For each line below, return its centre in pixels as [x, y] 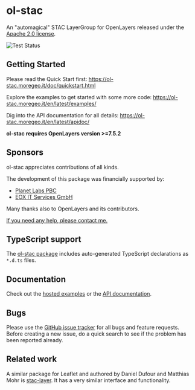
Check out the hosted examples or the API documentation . [79, 294]
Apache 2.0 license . [31, 33]
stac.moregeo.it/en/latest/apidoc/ [48, 122]
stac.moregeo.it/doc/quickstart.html [51, 85]
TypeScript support [44, 239]
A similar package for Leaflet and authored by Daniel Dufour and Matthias [98, 374]
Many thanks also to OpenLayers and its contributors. [73, 209]
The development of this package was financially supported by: [85, 178]
